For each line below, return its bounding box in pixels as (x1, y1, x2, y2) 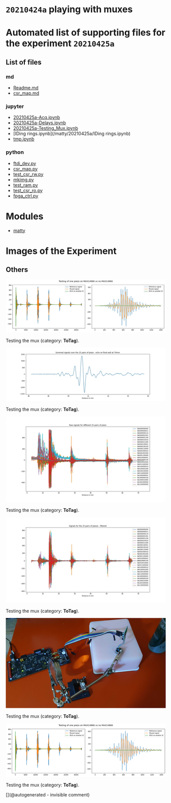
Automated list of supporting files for (6, 27, 165, 39)
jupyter (6, 103, 24, 110)
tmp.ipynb (13, 136, 35, 142)
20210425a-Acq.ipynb (13, 114, 60, 121)
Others (6, 266, 28, 274)
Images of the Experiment (6, 245, 117, 256)
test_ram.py (13, 182, 38, 188)
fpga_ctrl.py (13, 192, 39, 199)
